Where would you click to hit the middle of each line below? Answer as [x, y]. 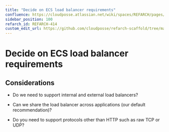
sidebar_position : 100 [29, 19]
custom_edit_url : [23, 29]
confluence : [18, 15]
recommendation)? [32, 110]
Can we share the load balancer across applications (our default [79, 105]
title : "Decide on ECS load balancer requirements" [60, 10]
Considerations [30, 83]
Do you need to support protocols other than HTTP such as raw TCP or [86, 120]
